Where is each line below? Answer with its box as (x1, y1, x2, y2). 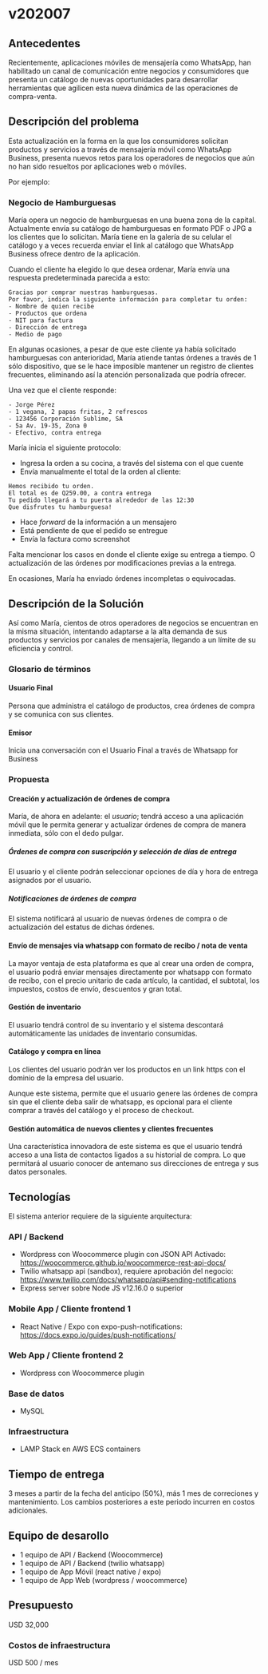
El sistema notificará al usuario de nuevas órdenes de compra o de (8, 914, 228, 924)
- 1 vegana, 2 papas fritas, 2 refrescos (8, 408, 148, 416)
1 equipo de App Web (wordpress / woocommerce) (19, 1576, 187, 1585)
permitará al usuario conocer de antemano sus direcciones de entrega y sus (8, 1159, 259, 1168)
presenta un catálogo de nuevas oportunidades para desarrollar (8, 75, 219, 84)
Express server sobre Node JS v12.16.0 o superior (19, 1283, 183, 1293)
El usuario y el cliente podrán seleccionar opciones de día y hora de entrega (8, 867, 258, 877)
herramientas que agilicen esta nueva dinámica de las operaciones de (8, 83, 238, 93)
